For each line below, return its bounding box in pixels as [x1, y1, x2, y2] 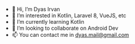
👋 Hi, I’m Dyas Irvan [11, 6, 61, 12]
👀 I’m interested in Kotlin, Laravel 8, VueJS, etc [11, 12, 127, 19]
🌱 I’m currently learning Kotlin [11, 18, 84, 25]
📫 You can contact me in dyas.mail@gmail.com [11, 32, 130, 38]
